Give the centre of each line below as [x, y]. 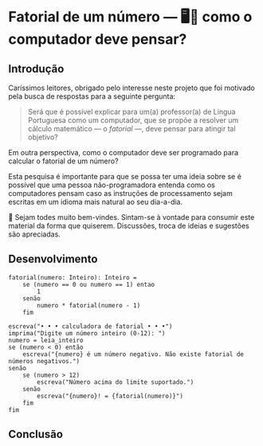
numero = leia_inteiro [46, 340]
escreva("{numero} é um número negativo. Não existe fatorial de [133, 354]
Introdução [36, 69]
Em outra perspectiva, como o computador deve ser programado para [124, 153]
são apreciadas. [35, 234]
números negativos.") [44, 361]
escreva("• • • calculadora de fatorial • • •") [90, 326]
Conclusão [36, 434]
